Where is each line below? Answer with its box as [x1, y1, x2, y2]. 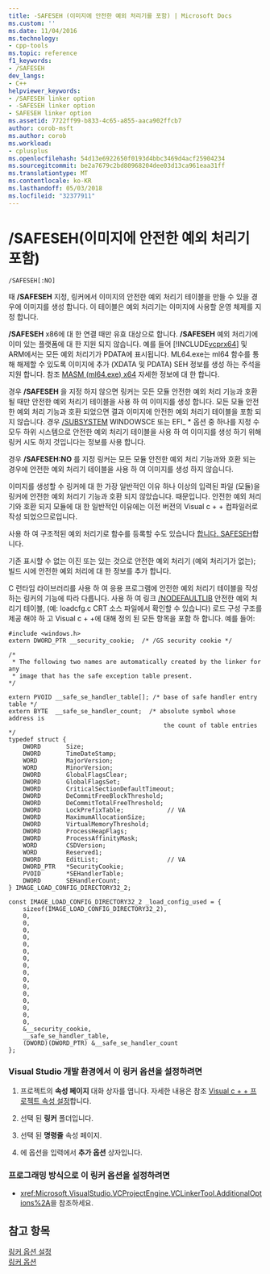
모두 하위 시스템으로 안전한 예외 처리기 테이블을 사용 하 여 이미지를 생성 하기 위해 [8, 427, 262, 437]
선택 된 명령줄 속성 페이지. [19, 1130, 102, 1140]
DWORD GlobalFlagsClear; [23, 771, 128, 779]
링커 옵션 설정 [8, 1247, 52, 1256]
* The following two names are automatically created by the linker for [11, 658, 262, 666]
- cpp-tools [8, 42, 48, 50]
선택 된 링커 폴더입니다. [19, 1113, 94, 1122]
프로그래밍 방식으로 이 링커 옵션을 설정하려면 [8, 1169, 171, 1180]
